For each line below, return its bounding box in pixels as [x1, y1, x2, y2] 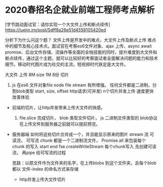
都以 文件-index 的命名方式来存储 [12, 166, 79, 172]
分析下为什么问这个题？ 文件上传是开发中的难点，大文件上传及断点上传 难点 [5, 37, 156, 43]
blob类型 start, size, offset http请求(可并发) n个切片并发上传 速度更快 [16, 88, 154, 94]
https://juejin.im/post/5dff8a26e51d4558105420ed [5, 27, 106, 33]
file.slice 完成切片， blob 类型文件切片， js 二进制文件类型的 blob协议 [19, 115, 158, 121]
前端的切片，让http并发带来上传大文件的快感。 [12, 104, 105, 110]
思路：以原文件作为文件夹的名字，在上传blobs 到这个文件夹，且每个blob [12, 160, 157, 166]
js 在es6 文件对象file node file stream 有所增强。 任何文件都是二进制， [12, 82, 153, 88]
